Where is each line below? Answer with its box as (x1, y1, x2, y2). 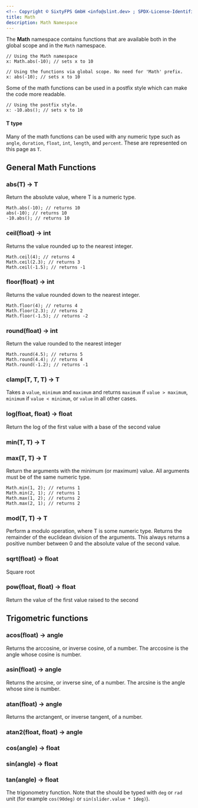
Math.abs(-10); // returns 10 (6, 205, 81, 211)
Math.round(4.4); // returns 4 (6, 356, 83, 363)
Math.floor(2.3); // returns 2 (6, 308, 83, 313)
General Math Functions (6, 162, 96, 172)
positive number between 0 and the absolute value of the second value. (6, 540, 181, 547)
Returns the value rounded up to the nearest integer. (6, 243, 134, 250)
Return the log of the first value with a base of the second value (6, 423, 161, 430)
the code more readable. (6, 91, 66, 98)
